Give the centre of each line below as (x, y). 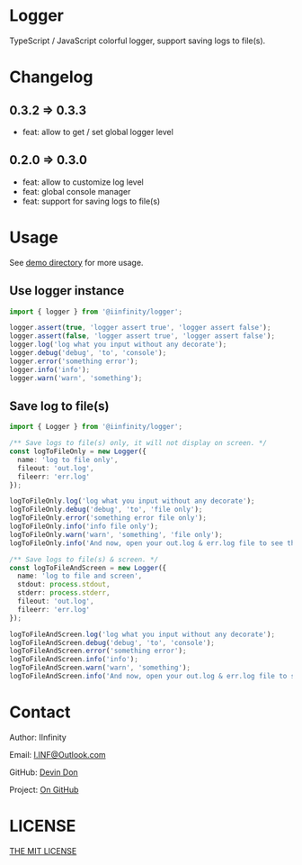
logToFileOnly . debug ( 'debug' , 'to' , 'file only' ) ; (106, 510)
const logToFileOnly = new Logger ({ (78, 451)
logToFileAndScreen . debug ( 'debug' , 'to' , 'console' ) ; (112, 642)
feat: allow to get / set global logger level (98, 132)
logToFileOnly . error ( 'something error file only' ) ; (108, 518)
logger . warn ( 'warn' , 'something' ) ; (76, 378)
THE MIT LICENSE (43, 851)
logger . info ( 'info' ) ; (50, 369)
